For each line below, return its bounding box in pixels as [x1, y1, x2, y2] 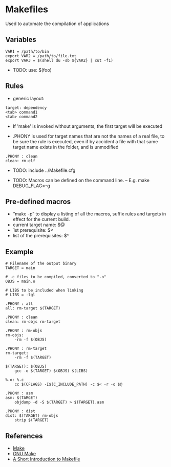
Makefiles [5, 4, 49, 15]
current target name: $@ [12, 221, 65, 228]
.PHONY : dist [5, 409, 36, 414]
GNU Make [12, 451, 36, 456]
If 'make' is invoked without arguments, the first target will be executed [12, 123, 163, 129]
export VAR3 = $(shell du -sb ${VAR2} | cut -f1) [5, 58, 114, 63]
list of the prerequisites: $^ [12, 233, 69, 239]
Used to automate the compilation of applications [5, 20, 109, 27]
